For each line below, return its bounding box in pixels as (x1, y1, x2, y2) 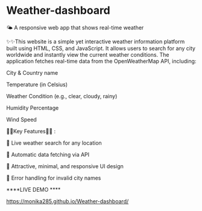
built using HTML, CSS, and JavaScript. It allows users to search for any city (6, 45, 196, 52)
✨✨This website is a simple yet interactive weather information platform (6, 37, 185, 45)
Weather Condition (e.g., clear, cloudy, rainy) (6, 92, 118, 99)
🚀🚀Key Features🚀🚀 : (6, 127, 56, 134)
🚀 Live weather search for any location (6, 139, 103, 146)
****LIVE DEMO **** (6, 186, 61, 193)
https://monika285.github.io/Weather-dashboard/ (6, 197, 129, 205)
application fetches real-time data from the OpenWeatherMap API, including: (6, 57, 197, 65)
